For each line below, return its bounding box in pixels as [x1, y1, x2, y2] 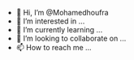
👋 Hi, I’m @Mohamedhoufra [15, 8, 109, 17]
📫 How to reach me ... [15, 43, 92, 52]
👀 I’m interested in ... [15, 16, 85, 26]
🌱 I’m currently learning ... [15, 25, 103, 34]
